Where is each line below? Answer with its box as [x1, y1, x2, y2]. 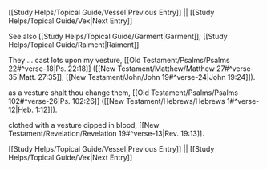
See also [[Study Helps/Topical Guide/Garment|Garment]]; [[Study [8, 32, 228, 41]
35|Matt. [8, 73, 37, 81]
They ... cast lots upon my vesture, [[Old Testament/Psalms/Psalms [8, 56, 230, 65]
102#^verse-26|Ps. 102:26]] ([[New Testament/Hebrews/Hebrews [8, 97, 226, 105]
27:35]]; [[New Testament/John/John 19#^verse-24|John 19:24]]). [38, 73, 256, 81]
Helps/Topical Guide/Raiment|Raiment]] [8, 40, 140, 49]
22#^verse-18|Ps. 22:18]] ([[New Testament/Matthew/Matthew [8, 64, 215, 73]
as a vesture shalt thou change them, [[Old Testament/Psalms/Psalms [8, 88, 239, 97]
